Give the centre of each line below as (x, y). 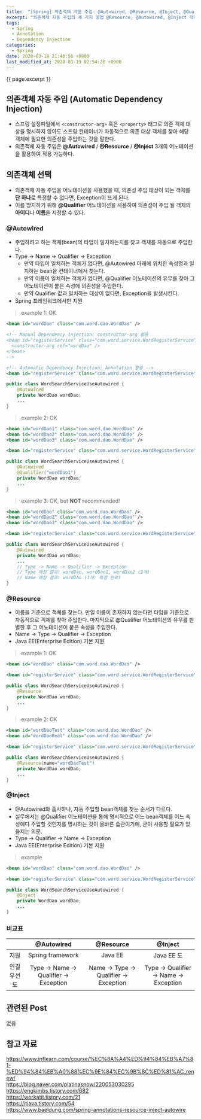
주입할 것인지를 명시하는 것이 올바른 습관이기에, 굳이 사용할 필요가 (107, 824)
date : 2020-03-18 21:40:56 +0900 (48, 56)
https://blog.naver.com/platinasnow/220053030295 (70, 1084)
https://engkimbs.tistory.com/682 (48, 1090)
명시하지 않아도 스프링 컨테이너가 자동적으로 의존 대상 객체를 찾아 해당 (108, 132)
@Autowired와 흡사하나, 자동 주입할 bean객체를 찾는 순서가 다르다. (93, 809)
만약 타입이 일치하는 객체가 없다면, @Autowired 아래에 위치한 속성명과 (106, 263)
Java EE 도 (168, 956)
